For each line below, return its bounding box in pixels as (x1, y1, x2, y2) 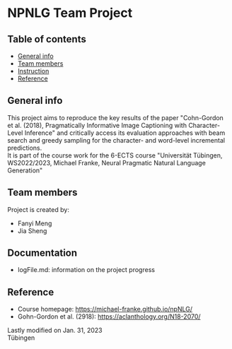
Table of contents (7, 33, 86, 45)
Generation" (7, 166, 43, 174)
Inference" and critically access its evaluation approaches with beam (24, 129, 226, 137)
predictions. (7, 143, 42, 152)
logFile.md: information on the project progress (17, 266, 156, 274)
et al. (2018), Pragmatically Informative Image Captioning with (7, 121, 187, 129)
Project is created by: (7, 205, 69, 213)
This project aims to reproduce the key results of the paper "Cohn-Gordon (7, 113, 224, 122)
